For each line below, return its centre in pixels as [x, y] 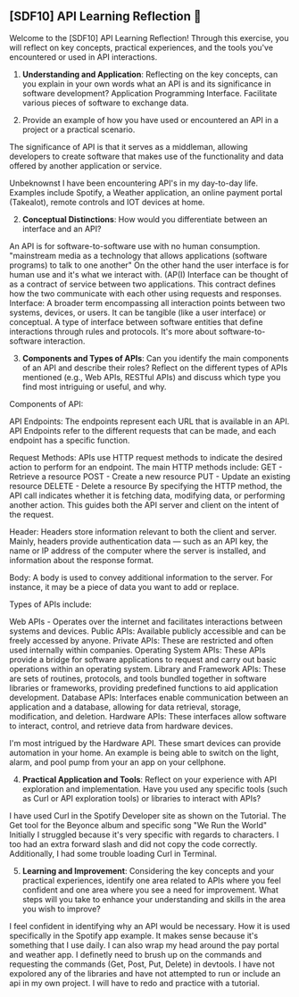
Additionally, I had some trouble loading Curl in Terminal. [113, 853]
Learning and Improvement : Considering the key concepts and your [148, 870]
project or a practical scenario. [79, 129]
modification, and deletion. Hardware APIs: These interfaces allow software [148, 716]
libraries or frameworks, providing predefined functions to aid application [144, 687]
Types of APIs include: [50, 604]
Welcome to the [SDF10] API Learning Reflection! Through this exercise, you [149, 37]
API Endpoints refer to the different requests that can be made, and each [143, 430]
